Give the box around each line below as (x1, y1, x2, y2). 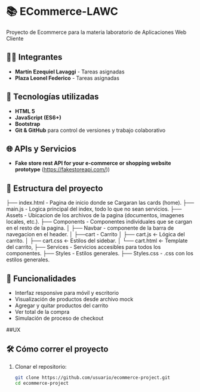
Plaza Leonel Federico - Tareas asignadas (14, 74, 119, 81)
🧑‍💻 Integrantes (6, 52, 63, 63)
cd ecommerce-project (14, 380, 69, 386)
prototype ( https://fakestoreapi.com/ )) (14, 166, 110, 173)
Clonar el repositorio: (14, 363, 67, 370)
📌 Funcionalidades (6, 273, 76, 283)
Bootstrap (14, 120, 41, 127)
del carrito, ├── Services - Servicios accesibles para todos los (6, 243, 161, 251)
